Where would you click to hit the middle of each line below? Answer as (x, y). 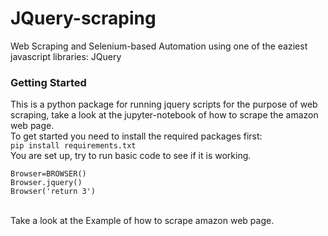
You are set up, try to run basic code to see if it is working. (131, 156)
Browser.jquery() (46, 183)
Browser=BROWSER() (48, 174)
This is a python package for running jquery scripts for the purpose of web (164, 104)
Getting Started (48, 82)
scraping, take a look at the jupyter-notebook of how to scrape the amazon (164, 115)
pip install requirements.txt (73, 146)
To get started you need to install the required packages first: (136, 136)
